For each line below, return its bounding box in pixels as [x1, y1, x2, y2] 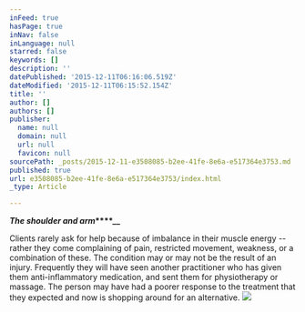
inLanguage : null [9, 38, 76, 48]
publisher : [9, 115, 51, 124]
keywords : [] [9, 55, 59, 65]
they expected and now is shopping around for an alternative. [9, 292, 240, 303]
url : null [17, 140, 55, 149]
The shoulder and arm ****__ [9, 216, 121, 226]
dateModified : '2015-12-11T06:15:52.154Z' [9, 81, 173, 90]
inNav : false [9, 30, 59, 39]
